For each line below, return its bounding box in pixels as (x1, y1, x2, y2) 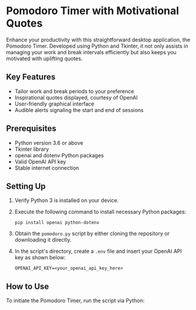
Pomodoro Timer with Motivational (6, 4, 180, 18)
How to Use (6, 281, 49, 291)
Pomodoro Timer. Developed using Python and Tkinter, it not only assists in (6, 42, 188, 50)
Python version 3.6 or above (14, 139, 84, 146)
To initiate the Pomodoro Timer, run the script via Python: (6, 297, 145, 304)
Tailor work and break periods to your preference (14, 87, 134, 95)
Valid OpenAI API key (14, 158, 67, 165)
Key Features (6, 72, 56, 82)
